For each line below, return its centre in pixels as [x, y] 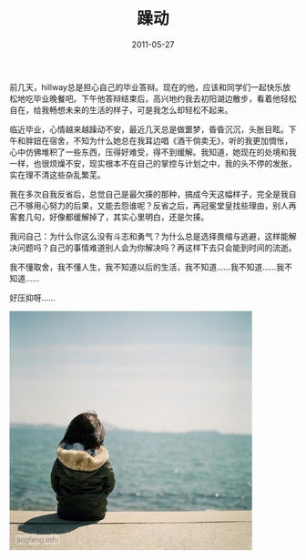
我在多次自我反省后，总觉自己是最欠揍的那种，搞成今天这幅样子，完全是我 [149, 194]
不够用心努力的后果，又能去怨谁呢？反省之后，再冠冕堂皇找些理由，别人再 [157, 205]
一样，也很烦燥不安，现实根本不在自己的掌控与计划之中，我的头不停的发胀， [153, 163]
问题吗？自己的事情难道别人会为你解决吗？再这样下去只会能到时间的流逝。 [157, 248]
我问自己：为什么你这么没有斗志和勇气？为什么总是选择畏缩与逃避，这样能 [149, 236]
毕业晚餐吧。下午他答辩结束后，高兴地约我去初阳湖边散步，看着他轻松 [165, 98]
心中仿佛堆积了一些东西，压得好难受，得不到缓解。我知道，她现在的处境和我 [153, 152]
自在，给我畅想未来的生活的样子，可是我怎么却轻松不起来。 [121, 109]
